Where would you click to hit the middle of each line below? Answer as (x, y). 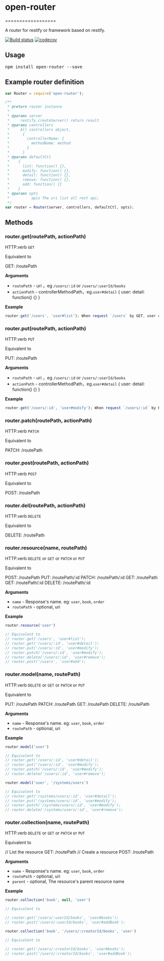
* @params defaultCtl (29, 157)
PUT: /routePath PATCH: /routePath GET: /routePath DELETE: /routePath (77, 704)
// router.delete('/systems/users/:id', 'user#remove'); (64, 810)
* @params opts (22, 193)
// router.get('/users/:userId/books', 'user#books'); (62, 918)
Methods (19, 222)
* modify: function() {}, (39, 171)
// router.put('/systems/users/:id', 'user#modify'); (61, 801)
